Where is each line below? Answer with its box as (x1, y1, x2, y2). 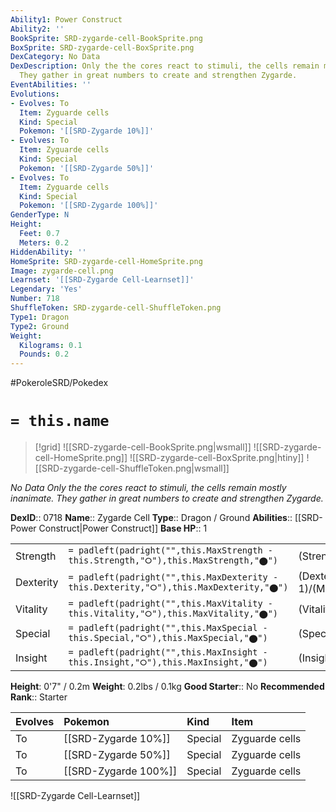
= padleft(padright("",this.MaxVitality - (68, 598, 273, 610)
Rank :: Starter (10, 691, 68, 703)
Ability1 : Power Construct (10, 14, 123, 25)
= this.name (10, 412, 110, 431)
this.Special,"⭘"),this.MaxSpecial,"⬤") (68, 632, 268, 644)
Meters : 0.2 (19, 237, 70, 248)
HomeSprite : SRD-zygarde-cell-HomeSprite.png (10, 256, 203, 266)
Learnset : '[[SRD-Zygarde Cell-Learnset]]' (10, 275, 195, 285)
